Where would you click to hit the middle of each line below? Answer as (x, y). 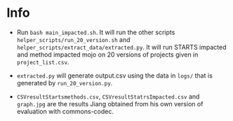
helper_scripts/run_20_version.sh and (73, 39)
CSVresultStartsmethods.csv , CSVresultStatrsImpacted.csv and (108, 97)
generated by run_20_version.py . (65, 83)
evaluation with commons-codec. (65, 111)
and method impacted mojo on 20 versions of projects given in (107, 55)
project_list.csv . (43, 62)
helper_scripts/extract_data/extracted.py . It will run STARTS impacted (121, 47)
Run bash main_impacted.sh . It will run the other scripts (96, 32)
